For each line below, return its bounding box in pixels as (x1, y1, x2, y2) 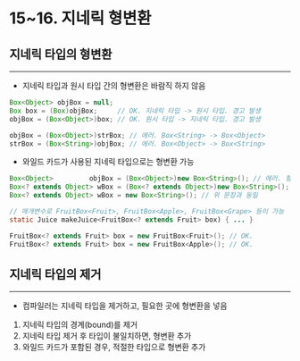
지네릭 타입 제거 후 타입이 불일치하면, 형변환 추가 (21, 331, 192, 341)
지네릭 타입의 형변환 (9, 46, 112, 62)
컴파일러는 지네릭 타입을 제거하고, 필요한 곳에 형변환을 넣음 (21, 300, 228, 311)
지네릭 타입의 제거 (9, 266, 102, 281)
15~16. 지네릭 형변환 (9, 8, 152, 29)
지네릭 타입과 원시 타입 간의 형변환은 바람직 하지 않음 (21, 80, 206, 90)
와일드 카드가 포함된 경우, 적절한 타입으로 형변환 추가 (21, 341, 206, 353)
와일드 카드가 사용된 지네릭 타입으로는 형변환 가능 (21, 156, 195, 167)
